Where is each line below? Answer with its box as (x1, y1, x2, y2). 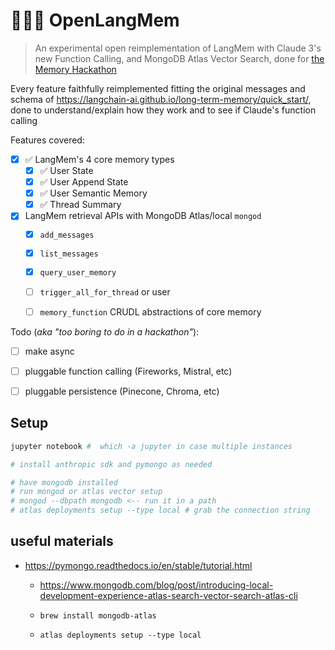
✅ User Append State (39, 176, 129, 188)
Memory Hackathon (34, 63, 117, 75)
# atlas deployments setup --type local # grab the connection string (10, 505, 311, 516)
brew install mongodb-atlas (39, 610, 157, 621)
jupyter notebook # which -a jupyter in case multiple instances (10, 441, 293, 451)
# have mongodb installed (10, 477, 118, 488)
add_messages (39, 230, 95, 241)
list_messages (39, 249, 99, 259)
